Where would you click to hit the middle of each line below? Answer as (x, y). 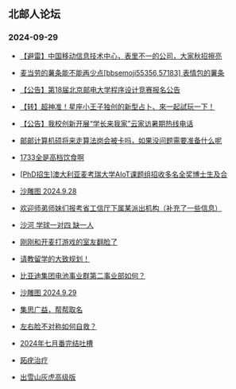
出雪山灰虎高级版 (48, 377)
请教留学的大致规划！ (54, 259)
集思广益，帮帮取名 (51, 309)
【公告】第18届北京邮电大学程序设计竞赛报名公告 (100, 89)
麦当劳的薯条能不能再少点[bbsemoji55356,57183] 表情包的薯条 (122, 72)
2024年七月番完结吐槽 (56, 343)
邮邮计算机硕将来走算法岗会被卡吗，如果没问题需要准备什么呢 (121, 140)
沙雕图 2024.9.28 (48, 191)
